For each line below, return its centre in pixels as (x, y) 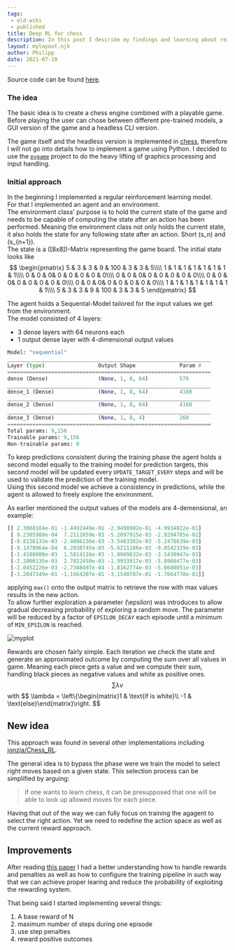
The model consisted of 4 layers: (55, 319)
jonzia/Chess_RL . (32, 750)
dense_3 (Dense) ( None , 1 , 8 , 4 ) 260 (98, 418)
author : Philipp (31, 53)
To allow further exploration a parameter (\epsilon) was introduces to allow (115, 602)
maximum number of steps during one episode (85, 924)
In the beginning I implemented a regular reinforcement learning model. (110, 197)
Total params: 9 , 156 (37, 431)
